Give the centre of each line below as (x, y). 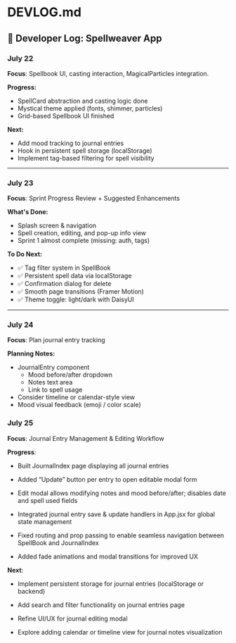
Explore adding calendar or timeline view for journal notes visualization (120, 632)
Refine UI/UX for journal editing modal (72, 618)
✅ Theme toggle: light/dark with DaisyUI (76, 299)
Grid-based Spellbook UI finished (66, 116)
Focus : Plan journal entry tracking (56, 340)
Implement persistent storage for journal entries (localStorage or (111, 583)
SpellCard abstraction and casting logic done (83, 101)
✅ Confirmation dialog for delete (64, 284)
